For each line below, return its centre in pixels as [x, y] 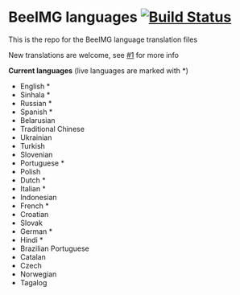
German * [36, 231]
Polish [30, 171]
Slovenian [36, 154]
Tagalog [33, 282]
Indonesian [39, 197]
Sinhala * [35, 94]
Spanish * [36, 112]
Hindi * [31, 240]
